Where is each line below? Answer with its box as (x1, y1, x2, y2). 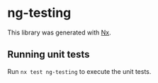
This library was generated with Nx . (7, 28, 111, 37)
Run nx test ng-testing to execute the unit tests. (7, 67, 152, 75)
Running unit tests (7, 49, 90, 60)
